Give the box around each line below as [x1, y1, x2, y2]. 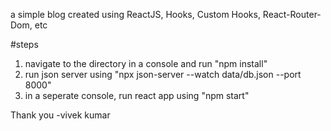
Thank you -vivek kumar [10, 109, 111, 121]
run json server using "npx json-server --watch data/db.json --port [24, 69, 302, 80]
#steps [10, 39, 39, 50]
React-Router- [262, 9, 322, 20]
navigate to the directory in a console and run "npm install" [24, 58, 268, 69]
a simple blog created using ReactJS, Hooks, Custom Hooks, [10, 9, 261, 20]
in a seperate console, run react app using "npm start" [24, 90, 250, 101]
